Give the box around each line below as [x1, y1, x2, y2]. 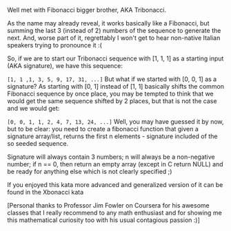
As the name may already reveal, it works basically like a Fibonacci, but [7, 19, 210, 27]
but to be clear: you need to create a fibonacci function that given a [7, 125, 199, 133]
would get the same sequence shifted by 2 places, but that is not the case [7, 97, 217, 105]
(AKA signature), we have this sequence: [7, 62, 123, 69]
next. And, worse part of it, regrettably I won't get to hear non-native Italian [7, 34, 221, 42]
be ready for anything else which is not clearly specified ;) [7, 168, 172, 175]
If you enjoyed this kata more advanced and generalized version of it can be [7, 181, 223, 188]
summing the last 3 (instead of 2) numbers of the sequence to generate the [7, 27, 221, 34]
